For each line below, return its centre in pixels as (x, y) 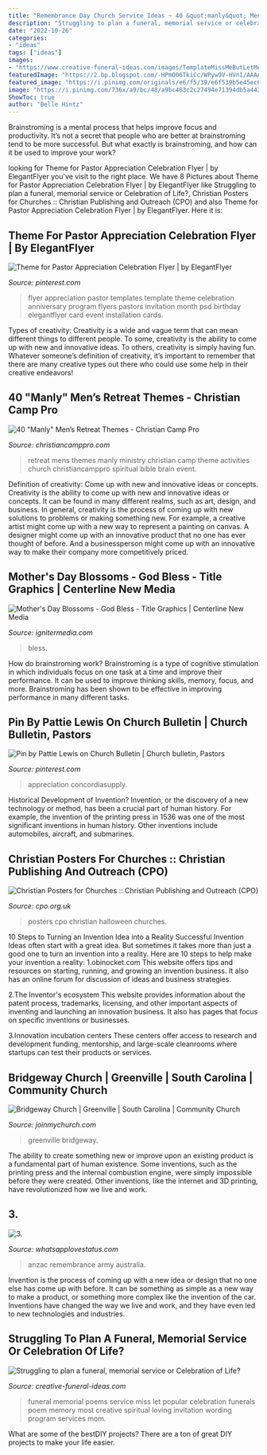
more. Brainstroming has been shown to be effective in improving (115, 688)
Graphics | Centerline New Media (92, 589)
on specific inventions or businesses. (69, 1020)
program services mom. (67, 1418)
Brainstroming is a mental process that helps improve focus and (112, 127)
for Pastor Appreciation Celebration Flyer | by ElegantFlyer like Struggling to (132, 185)
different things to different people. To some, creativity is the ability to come (132, 339)
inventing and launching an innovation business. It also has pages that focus (133, 1012)
